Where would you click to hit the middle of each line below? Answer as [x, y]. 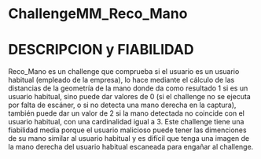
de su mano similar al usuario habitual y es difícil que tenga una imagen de [129, 139]
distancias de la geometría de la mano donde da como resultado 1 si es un [128, 88]
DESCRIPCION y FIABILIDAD [101, 50]
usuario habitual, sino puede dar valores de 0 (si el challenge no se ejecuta [130, 97]
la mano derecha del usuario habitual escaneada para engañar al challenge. [131, 147]
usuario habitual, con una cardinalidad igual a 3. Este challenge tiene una [126, 122]
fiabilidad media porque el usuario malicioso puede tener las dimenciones [127, 130]
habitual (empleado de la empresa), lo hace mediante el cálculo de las [121, 80]
